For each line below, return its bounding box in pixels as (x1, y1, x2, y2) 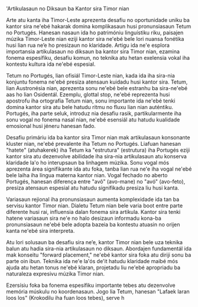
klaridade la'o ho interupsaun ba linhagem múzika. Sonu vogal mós (6, 159, 170, 166)
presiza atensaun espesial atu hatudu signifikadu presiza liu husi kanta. (6, 184, 179, 191)
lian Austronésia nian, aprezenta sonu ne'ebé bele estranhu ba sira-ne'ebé (6, 85, 188, 91)
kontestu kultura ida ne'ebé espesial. (6, 60, 96, 68)
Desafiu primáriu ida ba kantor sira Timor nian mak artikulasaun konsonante (6, 134, 190, 141)
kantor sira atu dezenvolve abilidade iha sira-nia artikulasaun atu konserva (6, 153, 187, 159)
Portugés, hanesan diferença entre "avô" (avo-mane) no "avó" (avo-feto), (6, 178, 186, 185)
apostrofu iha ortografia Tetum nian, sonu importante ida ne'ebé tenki (6, 97, 176, 104)
